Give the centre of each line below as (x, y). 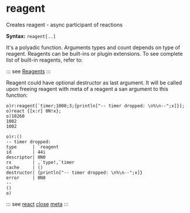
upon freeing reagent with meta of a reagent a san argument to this (87, 89)
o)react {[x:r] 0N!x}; (34, 111)
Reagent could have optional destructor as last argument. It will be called (94, 82)
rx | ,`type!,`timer (40, 162)
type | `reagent (33, 147)
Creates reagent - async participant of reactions (65, 25)
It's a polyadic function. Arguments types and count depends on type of (93, 47)
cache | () (25, 167)
